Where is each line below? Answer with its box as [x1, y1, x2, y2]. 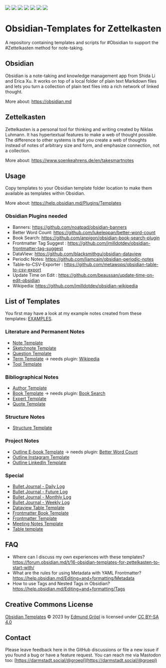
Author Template [12, 385, 47, 391]
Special [5, 472, 24, 479]
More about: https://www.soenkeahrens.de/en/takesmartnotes [5, 157, 134, 163]
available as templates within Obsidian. [5, 191, 85, 197]
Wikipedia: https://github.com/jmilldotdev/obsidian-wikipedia [12, 282, 138, 288]
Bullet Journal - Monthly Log [12, 494, 71, 500]
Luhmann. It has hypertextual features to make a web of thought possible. [5, 131, 157, 137]
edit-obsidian [12, 277, 40, 283]
